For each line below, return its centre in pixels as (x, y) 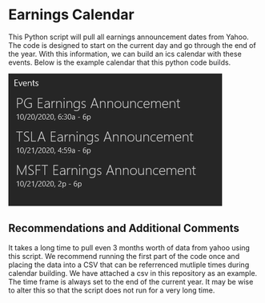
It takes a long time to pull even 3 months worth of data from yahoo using (129, 247)
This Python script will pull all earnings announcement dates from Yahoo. (129, 37)
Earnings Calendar (71, 15)
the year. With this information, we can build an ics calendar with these (125, 54)
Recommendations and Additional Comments (124, 228)
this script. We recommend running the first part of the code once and (124, 256)
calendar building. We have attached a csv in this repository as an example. (133, 273)
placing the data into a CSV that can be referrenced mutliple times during (129, 265)
